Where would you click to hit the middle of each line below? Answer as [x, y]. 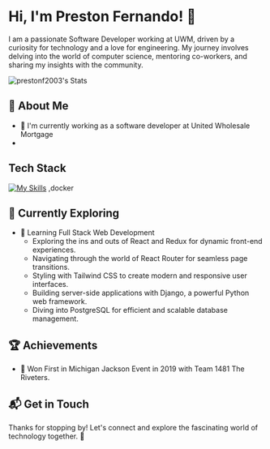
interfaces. [50, 284]
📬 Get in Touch [49, 404]
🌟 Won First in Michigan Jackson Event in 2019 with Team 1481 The [132, 369]
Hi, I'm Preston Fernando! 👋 [102, 17]
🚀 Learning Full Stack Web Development [87, 233]
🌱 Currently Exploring [64, 213]
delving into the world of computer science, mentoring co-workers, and [128, 56]
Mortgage [36, 134]
